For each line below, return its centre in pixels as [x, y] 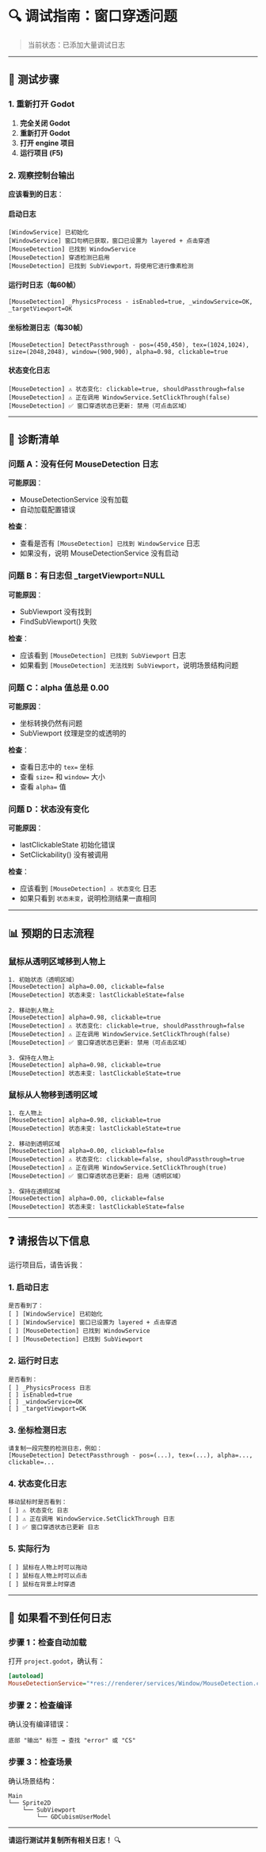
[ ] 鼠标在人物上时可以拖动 [48, 1567]
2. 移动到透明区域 [34, 1144]
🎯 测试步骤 [34, 80]
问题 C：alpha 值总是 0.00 [59, 687]
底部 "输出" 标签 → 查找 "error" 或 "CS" [72, 1741]
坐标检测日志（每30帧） [47, 327]
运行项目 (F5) [41, 152]
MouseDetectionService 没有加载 [74, 500]
